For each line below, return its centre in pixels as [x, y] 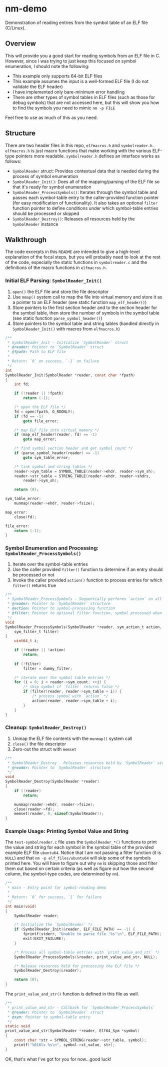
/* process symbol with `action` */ [70, 696]
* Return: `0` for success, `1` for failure [54, 897]
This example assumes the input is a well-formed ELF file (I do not [80, 81]
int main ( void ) [21, 906]
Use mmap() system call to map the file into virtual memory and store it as [87, 297]
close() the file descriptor [39, 743]
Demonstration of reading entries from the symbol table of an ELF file [77, 22]
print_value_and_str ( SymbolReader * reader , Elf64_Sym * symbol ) [72, 1031]
